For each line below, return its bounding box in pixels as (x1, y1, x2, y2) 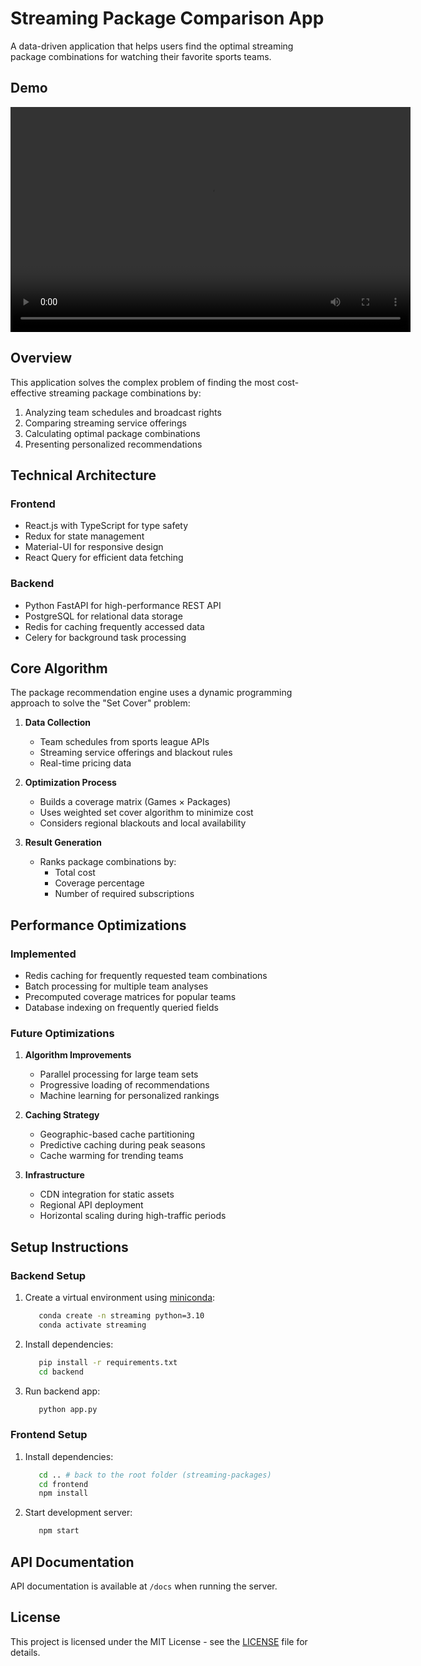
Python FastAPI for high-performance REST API (24, 599, 222, 611)
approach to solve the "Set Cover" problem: (10, 697, 191, 709)
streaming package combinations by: (48, 387, 202, 399)
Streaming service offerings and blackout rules (39, 747, 233, 759)
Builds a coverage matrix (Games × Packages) (39, 796, 232, 808)
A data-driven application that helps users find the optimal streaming (10, 40, 294, 52)
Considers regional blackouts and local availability (39, 817, 247, 829)
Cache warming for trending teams (39, 1150, 184, 1162)
